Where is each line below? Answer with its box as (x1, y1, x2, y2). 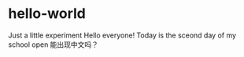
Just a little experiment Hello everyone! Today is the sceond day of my (8, 30, 237, 40)
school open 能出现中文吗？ (8, 40, 99, 49)
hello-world (8, 5, 87, 23)
